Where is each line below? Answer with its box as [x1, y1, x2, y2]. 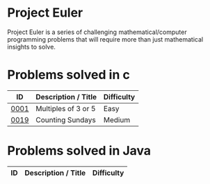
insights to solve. [7, 42, 56, 51]
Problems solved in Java [7, 143, 152, 159]
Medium [103, 115, 131, 124]
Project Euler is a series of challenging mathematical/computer [7, 28, 187, 36]
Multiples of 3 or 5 [35, 103, 96, 113]
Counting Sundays [35, 115, 96, 124]
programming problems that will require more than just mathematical [7, 35, 204, 43]
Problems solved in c [7, 67, 130, 83]
